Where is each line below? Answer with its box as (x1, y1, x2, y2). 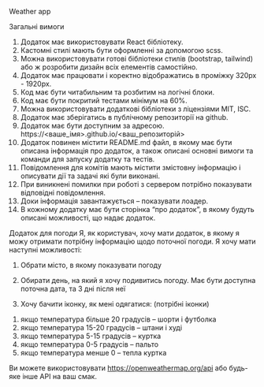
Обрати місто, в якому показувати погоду (20, 260, 162, 270)
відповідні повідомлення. (20, 188, 106, 197)
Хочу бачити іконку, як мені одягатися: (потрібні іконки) (20, 300, 210, 308)
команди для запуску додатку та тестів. (20, 154, 155, 164)
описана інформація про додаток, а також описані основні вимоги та (20, 146, 254, 155)
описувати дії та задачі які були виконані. (20, 171, 161, 180)
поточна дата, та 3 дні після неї (20, 284, 126, 293)
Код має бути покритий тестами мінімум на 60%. (20, 96, 188, 105)
